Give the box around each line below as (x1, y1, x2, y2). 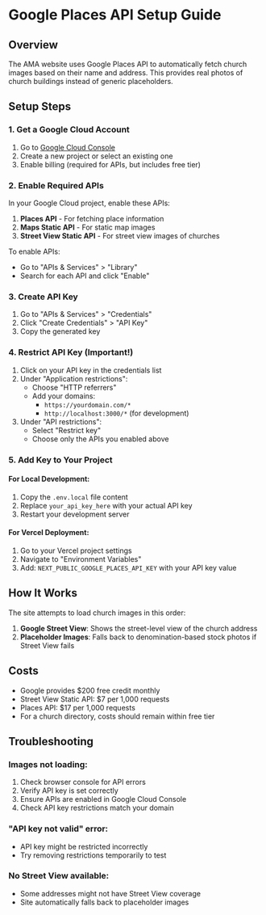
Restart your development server (19, 509, 131, 519)
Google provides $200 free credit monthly (19, 685, 160, 695)
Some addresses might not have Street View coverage (19, 888, 202, 898)
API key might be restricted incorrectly (19, 841, 148, 851)
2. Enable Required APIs (8, 179, 105, 191)
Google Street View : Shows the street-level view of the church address (19, 623, 258, 633)
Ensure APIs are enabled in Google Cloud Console (19, 795, 187, 804)
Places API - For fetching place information (19, 213, 164, 223)
